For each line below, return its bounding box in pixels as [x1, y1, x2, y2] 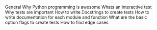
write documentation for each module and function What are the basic [5, 15, 147, 20]
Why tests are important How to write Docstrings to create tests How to [5, 9, 150, 15]
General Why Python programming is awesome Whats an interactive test [5, 4, 152, 10]
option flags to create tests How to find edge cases [5, 19, 109, 25]
